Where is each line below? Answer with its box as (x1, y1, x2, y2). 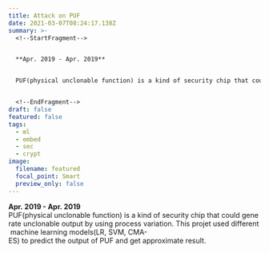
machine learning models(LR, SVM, (10, 227, 126, 236)
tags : (8, 121, 26, 128)
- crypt (15, 150, 42, 158)
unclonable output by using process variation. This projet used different (22, 219, 259, 228)
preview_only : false (15, 180, 84, 188)
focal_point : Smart (15, 172, 81, 180)
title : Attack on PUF (8, 11, 81, 20)
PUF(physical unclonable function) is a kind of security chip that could (8, 210, 240, 219)
